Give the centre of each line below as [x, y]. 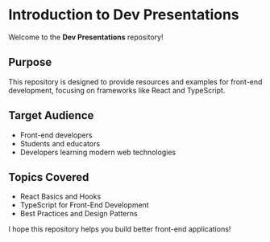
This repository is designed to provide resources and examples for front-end [135, 81]
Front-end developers [56, 135]
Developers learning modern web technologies [98, 152]
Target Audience [51, 115]
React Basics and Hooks [60, 197]
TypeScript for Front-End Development [84, 205]
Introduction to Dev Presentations [124, 15]
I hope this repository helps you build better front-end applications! [120, 229]
